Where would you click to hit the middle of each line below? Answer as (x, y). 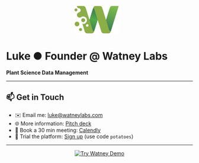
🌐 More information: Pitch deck (53, 123)
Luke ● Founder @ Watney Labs (87, 56)
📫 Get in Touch (35, 97)
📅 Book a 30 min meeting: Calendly (57, 130)
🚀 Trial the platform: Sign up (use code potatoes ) (74, 136)
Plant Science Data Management (47, 72)
